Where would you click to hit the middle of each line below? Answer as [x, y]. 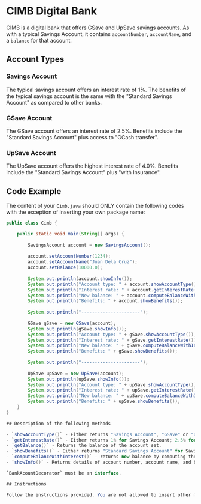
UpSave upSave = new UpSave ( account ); [76, 374]
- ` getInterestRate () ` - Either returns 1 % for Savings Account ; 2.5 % [96, 440]
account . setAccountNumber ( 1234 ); [69, 257]
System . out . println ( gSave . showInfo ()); [77, 329]
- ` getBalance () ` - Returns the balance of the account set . [84, 446]
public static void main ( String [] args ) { [71, 234]
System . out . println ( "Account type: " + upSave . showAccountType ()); [113, 385]
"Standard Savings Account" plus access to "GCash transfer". [82, 137]
